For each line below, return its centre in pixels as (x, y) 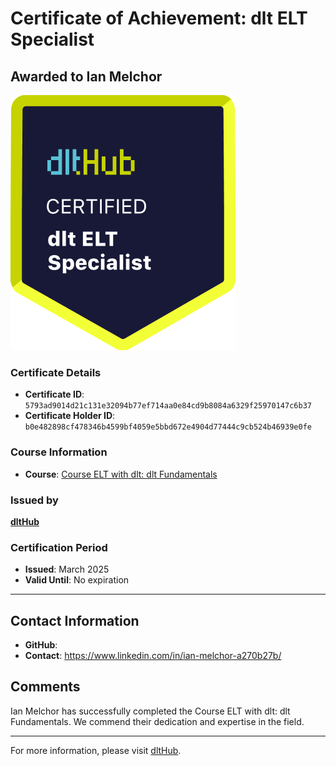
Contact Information (75, 620)
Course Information (59, 452)
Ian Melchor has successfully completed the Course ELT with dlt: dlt (150, 711)
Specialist (52, 39)
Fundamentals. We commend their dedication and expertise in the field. (157, 721)
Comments (45, 687)
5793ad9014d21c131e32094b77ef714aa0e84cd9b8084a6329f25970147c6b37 (168, 406)
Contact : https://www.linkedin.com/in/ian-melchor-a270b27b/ (153, 655)
